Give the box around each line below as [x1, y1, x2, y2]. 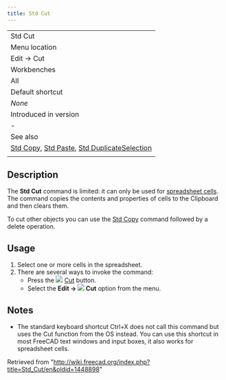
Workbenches [10, 65, 56, 74]
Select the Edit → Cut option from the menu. [27, 284, 161, 293]
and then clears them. [7, 202, 69, 210]
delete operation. [7, 222, 56, 231]
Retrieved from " [7, 358, 54, 366]
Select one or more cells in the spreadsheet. [16, 261, 143, 269]
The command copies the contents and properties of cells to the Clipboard [7, 194, 218, 203]
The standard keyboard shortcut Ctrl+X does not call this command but [16, 323, 219, 331]
